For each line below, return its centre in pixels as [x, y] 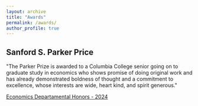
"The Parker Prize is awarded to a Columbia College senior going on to [92, 66]
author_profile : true [33, 28]
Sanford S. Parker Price [50, 52]
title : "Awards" [26, 17]
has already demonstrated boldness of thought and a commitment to [90, 79]
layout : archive [26, 12]
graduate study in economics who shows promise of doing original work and [99, 73]
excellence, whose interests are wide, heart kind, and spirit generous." [92, 85]
